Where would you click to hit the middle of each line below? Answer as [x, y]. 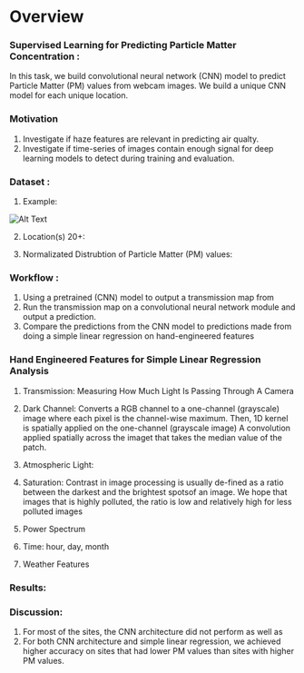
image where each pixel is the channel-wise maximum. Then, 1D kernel [155, 418]
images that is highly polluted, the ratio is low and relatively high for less [157, 501]
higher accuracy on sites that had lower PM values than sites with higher [158, 650]
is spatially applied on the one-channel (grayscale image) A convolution [157, 428]
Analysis [29, 371]
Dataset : [30, 182]
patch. [34, 447]
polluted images [53, 511]
